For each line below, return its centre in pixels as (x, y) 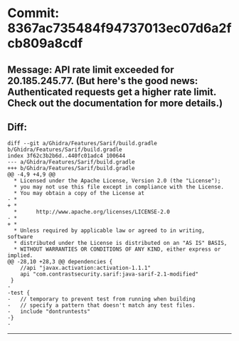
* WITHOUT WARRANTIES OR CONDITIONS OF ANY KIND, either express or (117, 250)
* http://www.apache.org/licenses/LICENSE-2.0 (92, 212)
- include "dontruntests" (49, 312)
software (20, 237)
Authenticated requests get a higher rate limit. (112, 91)
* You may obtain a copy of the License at (79, 194)
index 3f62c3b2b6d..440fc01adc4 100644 (67, 156)
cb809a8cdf (45, 43)
